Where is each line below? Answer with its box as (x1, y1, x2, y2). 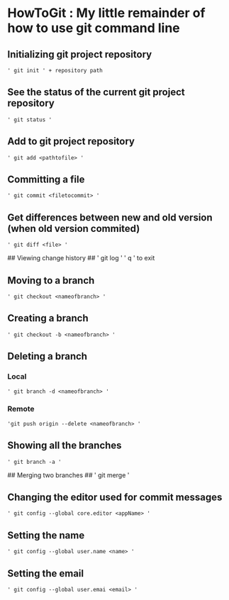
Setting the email (7, 567, 84, 579)
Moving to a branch (7, 274, 95, 287)
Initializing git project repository (7, 48, 152, 60)
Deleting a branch (7, 350, 87, 362)
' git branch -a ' (7, 458, 62, 465)
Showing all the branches (7, 440, 122, 452)
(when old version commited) (7, 222, 140, 235)
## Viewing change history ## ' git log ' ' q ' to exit (7, 254, 155, 262)
